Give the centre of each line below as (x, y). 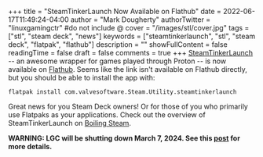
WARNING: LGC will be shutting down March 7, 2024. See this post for (124, 138)
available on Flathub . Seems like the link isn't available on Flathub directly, (128, 69)
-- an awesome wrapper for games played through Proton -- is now (117, 61)
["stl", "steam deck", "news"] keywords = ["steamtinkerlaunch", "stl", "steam (132, 36)
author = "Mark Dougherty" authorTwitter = (141, 20)
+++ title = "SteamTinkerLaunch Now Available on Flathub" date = (115, 11)
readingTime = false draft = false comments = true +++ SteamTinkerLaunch (131, 53)
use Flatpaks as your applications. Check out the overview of (107, 115)
